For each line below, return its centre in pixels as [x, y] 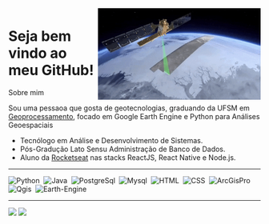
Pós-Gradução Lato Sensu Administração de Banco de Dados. [122, 149]
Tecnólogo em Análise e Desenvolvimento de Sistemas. [111, 140]
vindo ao [38, 53]
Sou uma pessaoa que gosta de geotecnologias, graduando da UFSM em [129, 108]
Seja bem [40, 36]
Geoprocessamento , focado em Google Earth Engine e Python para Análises [134, 116]
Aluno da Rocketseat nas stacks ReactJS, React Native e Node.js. [128, 157]
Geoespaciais [31, 125]
